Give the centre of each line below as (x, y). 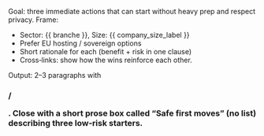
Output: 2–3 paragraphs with (55, 75)
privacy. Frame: (33, 20)
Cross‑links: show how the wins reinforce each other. (106, 60)
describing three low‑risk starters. (76, 123)
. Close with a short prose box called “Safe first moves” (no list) (132, 113)
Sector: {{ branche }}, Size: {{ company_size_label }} (105, 35)
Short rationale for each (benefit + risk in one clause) (106, 51)
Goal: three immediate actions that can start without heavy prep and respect (132, 11)
